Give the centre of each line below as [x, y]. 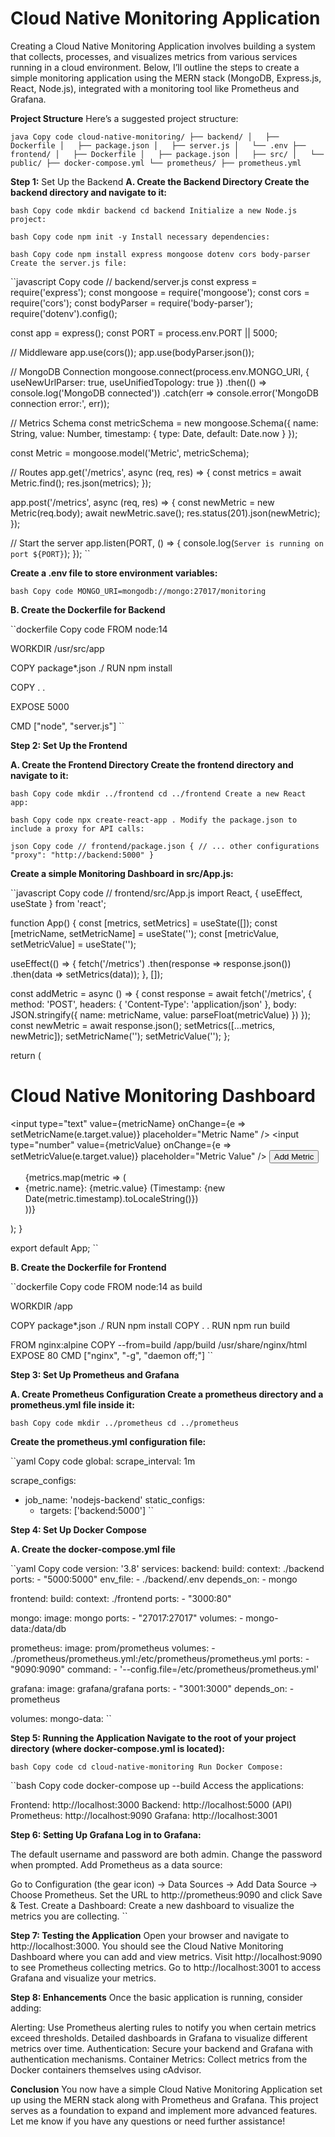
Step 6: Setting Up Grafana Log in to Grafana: [106, 1834]
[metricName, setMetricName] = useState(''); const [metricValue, [145, 933]
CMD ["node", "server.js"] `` [67, 726]
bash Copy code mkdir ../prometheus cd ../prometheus [125, 1423]
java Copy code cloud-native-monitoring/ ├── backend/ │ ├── [145, 137]
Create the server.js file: [69, 263]
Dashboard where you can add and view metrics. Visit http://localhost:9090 [166, 1956]
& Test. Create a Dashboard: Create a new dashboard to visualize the [152, 1905]
